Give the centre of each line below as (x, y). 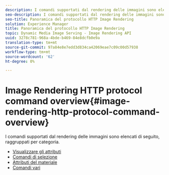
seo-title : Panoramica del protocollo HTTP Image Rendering (70, 19)
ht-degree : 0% (20, 61)
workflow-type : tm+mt (28, 52)
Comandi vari (26, 168)
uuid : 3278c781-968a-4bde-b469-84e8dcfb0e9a (53, 38)
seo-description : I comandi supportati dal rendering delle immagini (80, 15)
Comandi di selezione (35, 157)
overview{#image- (90, 101)
